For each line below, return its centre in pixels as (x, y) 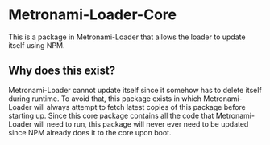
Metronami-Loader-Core (93, 15)
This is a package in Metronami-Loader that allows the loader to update (127, 37)
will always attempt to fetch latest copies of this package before (139, 107)
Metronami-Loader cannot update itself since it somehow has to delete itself (135, 90)
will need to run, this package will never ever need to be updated (141, 124)
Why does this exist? (62, 71)
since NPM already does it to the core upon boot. (90, 132)
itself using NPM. (37, 45)
